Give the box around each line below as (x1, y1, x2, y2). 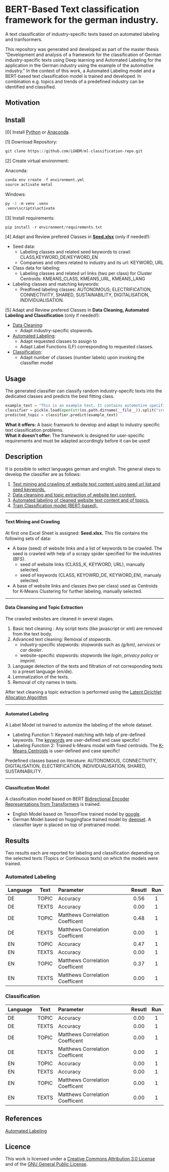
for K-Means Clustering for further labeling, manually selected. (12, 588, 142, 594)
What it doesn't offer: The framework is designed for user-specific (5, 432, 145, 438)
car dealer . (20, 647, 43, 653)
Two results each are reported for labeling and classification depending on (5, 850, 160, 856)
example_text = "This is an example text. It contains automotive (5, 403, 147, 408)
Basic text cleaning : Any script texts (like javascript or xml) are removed (12, 625, 162, 632)
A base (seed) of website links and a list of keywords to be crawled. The (12, 545, 162, 551)
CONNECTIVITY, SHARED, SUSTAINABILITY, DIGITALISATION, (20, 292, 150, 298)
